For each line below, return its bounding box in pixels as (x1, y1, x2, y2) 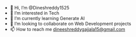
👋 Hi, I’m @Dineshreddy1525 (10, 5, 70, 10)
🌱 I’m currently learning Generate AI (10, 15, 85, 21)
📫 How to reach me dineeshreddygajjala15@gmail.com (10, 26, 125, 32)
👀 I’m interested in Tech (10, 10, 60, 16)
